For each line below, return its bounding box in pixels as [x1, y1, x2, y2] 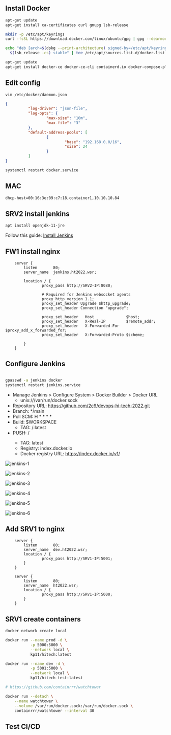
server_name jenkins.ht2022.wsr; [23, 270, 97, 275]
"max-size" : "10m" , [46, 116, 88, 121]
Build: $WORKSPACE [12, 419, 57, 425]
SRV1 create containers [5, 615, 81, 623]
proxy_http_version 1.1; [41, 296, 95, 301]
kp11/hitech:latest [30, 652, 72, 657]
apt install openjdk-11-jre [5, 223, 65, 228]
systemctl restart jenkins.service [5, 382, 81, 388]
